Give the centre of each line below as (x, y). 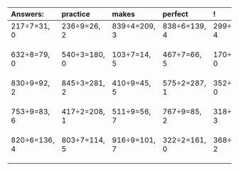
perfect (175, 14)
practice (76, 14)
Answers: (27, 14)
